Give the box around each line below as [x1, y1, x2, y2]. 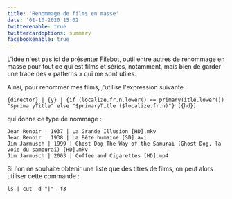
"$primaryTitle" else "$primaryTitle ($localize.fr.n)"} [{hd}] [7, 103, 197, 110]
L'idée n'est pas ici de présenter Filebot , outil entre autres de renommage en [7, 55, 225, 63]
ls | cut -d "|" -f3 [7, 185, 67, 193]
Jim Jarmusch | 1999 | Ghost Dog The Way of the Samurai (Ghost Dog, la [7, 140, 222, 148]
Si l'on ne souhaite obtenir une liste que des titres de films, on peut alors [7, 164, 213, 173]
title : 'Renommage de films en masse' [7, 10, 119, 17]
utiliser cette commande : [7, 172, 80, 180]
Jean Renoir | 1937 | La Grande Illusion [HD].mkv [7, 128, 157, 135]
